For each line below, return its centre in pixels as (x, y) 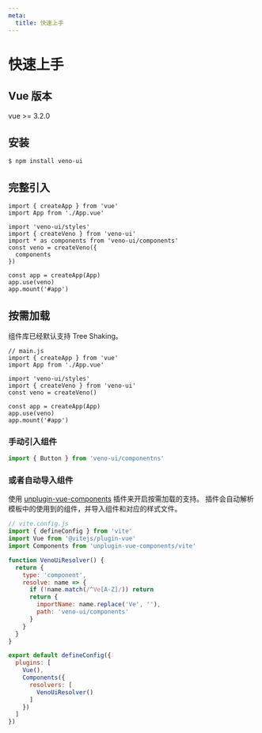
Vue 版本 (30, 96)
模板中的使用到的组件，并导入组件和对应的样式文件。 (95, 509)
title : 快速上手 (40, 23)
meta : (17, 15)
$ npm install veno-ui (46, 161)
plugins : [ (33, 663)
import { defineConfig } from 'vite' (70, 531)
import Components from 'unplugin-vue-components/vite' (102, 546)
